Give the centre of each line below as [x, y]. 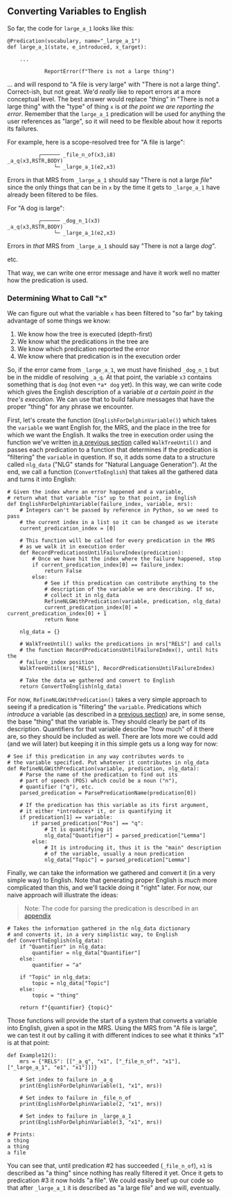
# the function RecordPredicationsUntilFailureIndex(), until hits [119, 650]
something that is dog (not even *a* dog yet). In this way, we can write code [115, 384]
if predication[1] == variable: [66, 817]
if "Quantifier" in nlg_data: [63, 947]
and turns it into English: [42, 480]
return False [63, 571]
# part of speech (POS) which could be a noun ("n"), [99, 781]
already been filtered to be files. [53, 195]
